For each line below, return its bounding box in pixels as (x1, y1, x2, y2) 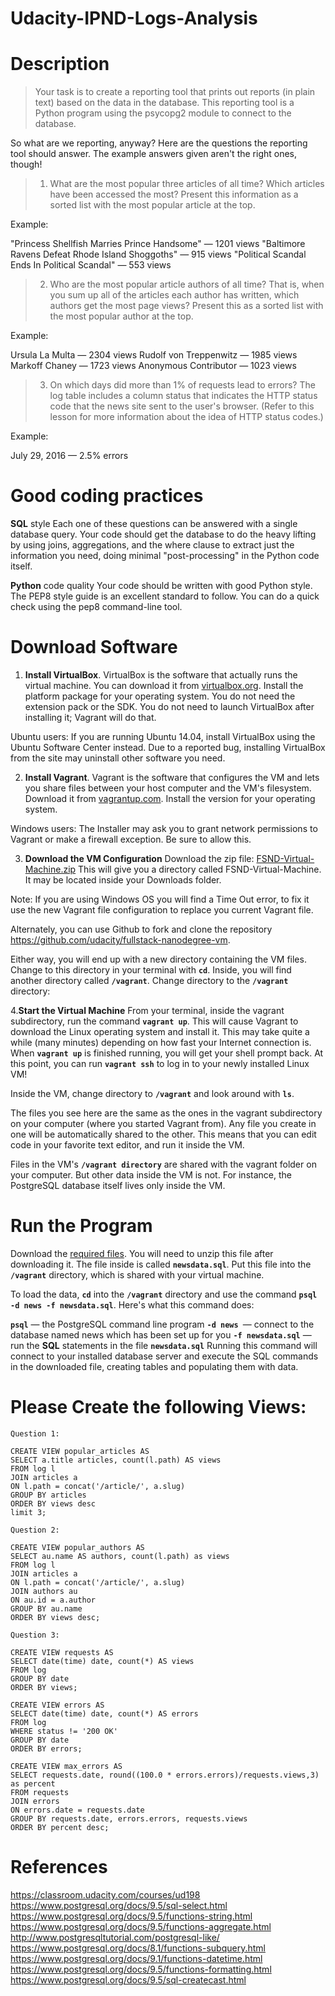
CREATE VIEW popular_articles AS (10, 1446, 150, 1456)
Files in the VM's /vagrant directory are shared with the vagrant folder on (10, 1158, 317, 1170)
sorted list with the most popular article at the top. (49, 199, 256, 211)
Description (10, 53, 110, 76)
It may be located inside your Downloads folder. (24, 874, 222, 886)
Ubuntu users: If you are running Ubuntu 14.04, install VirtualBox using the (10, 731, 316, 742)
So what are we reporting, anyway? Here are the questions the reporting (10, 137, 308, 149)
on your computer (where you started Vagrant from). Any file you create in (10, 1118, 317, 1129)
